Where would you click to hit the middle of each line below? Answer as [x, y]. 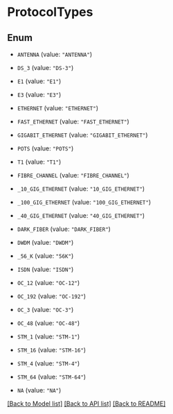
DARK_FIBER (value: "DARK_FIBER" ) [64, 229]
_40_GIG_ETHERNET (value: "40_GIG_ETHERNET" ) [81, 215]
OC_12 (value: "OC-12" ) [48, 283]
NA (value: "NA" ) [39, 390]
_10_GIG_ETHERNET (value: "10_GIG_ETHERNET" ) [81, 189]
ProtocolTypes [50, 12]
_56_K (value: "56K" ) [45, 256]
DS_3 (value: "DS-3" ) [45, 68]
